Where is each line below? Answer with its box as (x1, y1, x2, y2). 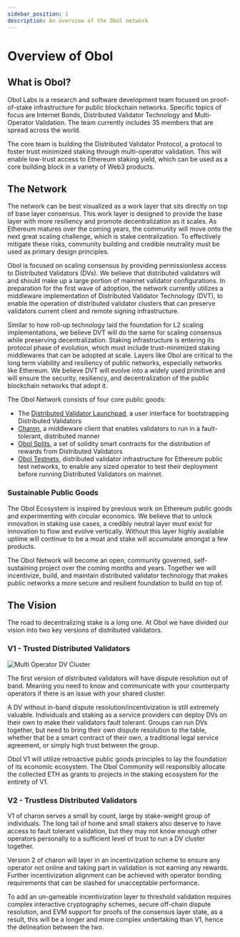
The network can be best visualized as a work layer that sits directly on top (7, 202, 229, 211)
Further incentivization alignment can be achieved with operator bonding (7, 871, 221, 880)
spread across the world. (7, 126, 81, 134)
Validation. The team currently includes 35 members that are (35, 118, 214, 127)
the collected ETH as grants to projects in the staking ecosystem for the (7, 770, 219, 778)
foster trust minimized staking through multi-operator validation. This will (7, 147, 221, 156)
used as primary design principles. (7, 247, 109, 256)
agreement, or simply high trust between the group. (7, 740, 159, 749)
